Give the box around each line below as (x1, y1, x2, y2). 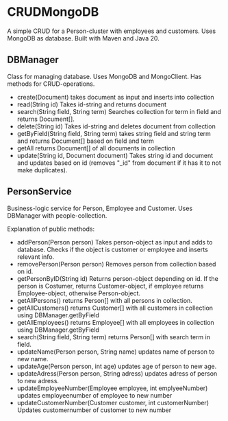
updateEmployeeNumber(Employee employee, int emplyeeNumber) (16, 384, 208, 392)
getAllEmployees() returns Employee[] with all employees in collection (16, 318, 214, 326)
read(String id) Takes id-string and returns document (16, 100, 166, 109)
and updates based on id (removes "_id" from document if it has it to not (16, 159, 221, 167)
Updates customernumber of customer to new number (16, 406, 172, 414)
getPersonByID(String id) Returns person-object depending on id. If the (16, 274, 219, 282)
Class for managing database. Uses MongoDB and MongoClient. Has (7, 72, 202, 80)
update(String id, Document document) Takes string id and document (16, 151, 214, 159)
